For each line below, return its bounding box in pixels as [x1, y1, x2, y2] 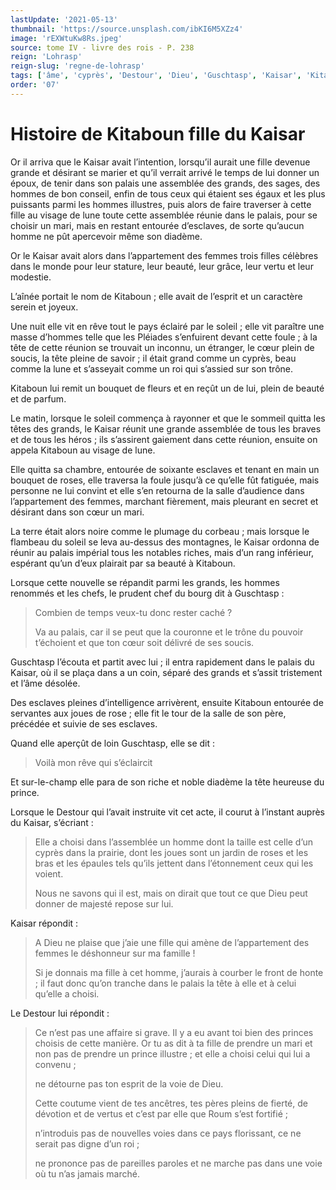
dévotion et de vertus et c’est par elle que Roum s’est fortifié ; [34, 1107, 288, 1120]
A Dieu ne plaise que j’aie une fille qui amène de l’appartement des [34, 936, 310, 948]
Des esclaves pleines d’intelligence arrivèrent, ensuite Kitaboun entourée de [10, 696, 324, 708]
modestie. [10, 271, 52, 283]
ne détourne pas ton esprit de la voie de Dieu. [34, 1077, 224, 1090]
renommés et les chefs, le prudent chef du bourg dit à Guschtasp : [10, 587, 285, 599]
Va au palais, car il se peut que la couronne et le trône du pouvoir [34, 626, 304, 638]
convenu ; [34, 1058, 77, 1070]
